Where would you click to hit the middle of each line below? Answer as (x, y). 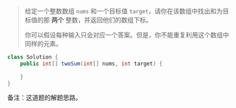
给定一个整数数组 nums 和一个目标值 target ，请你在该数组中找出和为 (124, 11)
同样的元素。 (43, 44)
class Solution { (33, 57)
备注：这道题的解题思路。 (45, 97)
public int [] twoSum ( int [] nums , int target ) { (91, 64)
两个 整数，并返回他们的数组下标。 (102, 20)
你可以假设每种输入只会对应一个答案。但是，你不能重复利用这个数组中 (127, 35)
